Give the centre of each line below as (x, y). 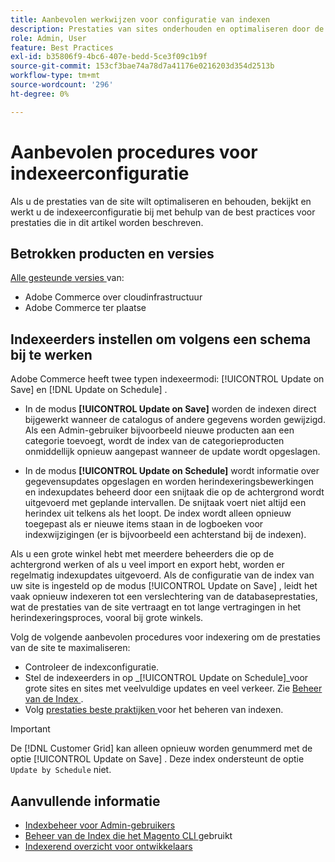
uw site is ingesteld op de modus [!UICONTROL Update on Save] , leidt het (164, 586)
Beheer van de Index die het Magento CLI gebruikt (128, 835)
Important (30, 729)
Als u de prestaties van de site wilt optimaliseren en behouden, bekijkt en (161, 201)
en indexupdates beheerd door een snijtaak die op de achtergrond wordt (174, 492)
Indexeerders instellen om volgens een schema (161, 339)
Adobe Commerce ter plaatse (85, 308)
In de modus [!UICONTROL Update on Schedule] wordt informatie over (172, 471)
